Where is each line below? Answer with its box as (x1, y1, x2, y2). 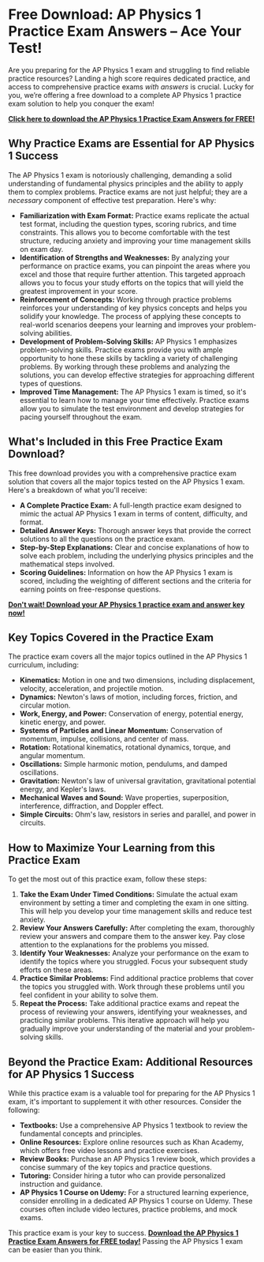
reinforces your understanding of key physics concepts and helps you (19, 302, 247, 313)
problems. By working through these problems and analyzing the (19, 362, 230, 371)
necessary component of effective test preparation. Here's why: (8, 195, 217, 205)
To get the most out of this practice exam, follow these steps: (8, 874, 207, 884)
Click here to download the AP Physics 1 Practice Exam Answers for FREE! (8, 114, 255, 123)
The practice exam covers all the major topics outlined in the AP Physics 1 (8, 652, 247, 661)
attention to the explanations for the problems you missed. (19, 940, 210, 949)
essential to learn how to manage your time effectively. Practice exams (19, 395, 250, 404)
